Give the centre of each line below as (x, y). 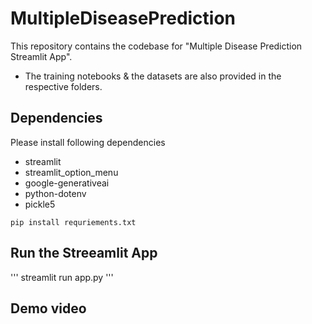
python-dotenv (55, 193)
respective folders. (63, 86)
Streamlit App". (41, 56)
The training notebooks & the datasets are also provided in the (153, 76)
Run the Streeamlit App (84, 253)
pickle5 (40, 204)
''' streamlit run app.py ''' (62, 277)
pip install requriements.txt (73, 222)
